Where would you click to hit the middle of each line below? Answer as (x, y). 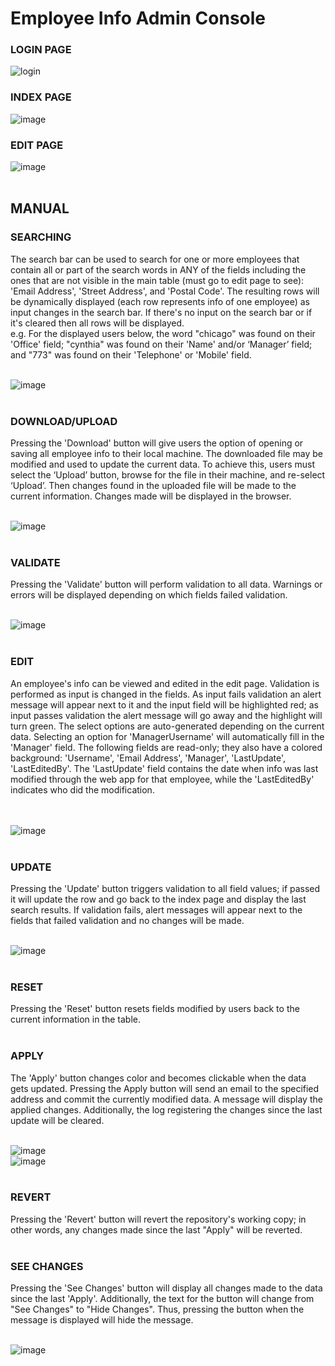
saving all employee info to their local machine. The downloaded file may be (166, 454)
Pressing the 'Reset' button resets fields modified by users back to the (155, 1009)
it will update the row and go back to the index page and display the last (158, 899)
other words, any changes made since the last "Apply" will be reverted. (156, 1229)
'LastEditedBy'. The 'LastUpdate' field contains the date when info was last (164, 768)
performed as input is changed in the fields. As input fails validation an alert (166, 694)
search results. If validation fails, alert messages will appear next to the (156, 909)
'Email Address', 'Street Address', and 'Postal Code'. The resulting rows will (165, 291)
